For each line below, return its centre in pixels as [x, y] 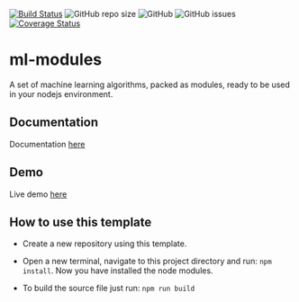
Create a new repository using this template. [104, 244]
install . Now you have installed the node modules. [118, 271]
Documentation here [47, 144]
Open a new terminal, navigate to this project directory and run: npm [147, 262]
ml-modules [55, 60]
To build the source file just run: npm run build [109, 289]
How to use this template [81, 222]
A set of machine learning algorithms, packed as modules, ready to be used [150, 84]
